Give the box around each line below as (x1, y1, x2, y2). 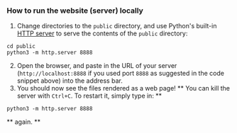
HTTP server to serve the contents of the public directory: (16, 29, 188, 37)
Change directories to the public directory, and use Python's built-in (16, 22, 217, 30)
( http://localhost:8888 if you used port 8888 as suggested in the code (16, 69, 225, 78)
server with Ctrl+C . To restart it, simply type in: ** (16, 91, 162, 100)
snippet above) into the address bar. (16, 76, 123, 85)
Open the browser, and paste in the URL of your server (16, 62, 177, 70)
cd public (6, 43, 36, 50)
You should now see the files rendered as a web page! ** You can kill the (16, 84, 231, 93)
